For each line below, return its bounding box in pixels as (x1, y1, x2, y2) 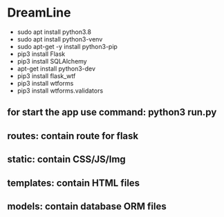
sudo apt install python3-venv (17, 35, 103, 43)
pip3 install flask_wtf (17, 71, 76, 80)
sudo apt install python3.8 (17, 28, 92, 36)
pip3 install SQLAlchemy (17, 57, 88, 65)
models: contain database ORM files (7, 200, 167, 212)
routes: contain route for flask (7, 130, 139, 142)
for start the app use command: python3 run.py (7, 106, 217, 118)
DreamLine (7, 5, 71, 21)
